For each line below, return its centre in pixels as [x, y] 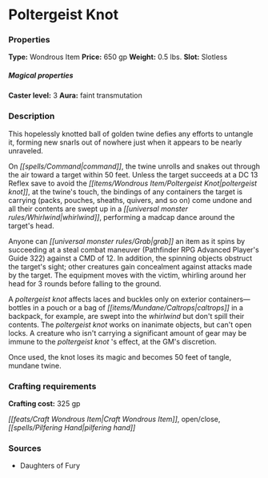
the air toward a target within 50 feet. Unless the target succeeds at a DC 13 [133, 174]
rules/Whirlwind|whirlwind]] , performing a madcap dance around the [122, 217]
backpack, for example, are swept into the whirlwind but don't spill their [126, 316]
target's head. [31, 225]
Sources [25, 448]
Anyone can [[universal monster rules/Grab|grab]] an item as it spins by [127, 241]
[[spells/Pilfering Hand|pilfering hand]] [72, 428]
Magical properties [41, 76]
